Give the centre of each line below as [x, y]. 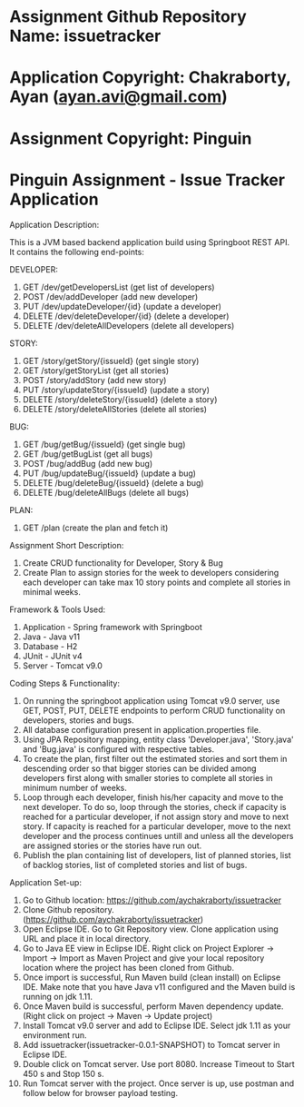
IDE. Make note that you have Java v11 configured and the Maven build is [159, 986]
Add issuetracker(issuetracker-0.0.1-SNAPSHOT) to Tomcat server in [151, 1044]
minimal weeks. [52, 591]
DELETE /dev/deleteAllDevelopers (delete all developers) [128, 325]
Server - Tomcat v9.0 [62, 666]
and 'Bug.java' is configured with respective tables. [118, 749]
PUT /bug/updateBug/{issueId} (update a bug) [109, 473]
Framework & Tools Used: [58, 609]
